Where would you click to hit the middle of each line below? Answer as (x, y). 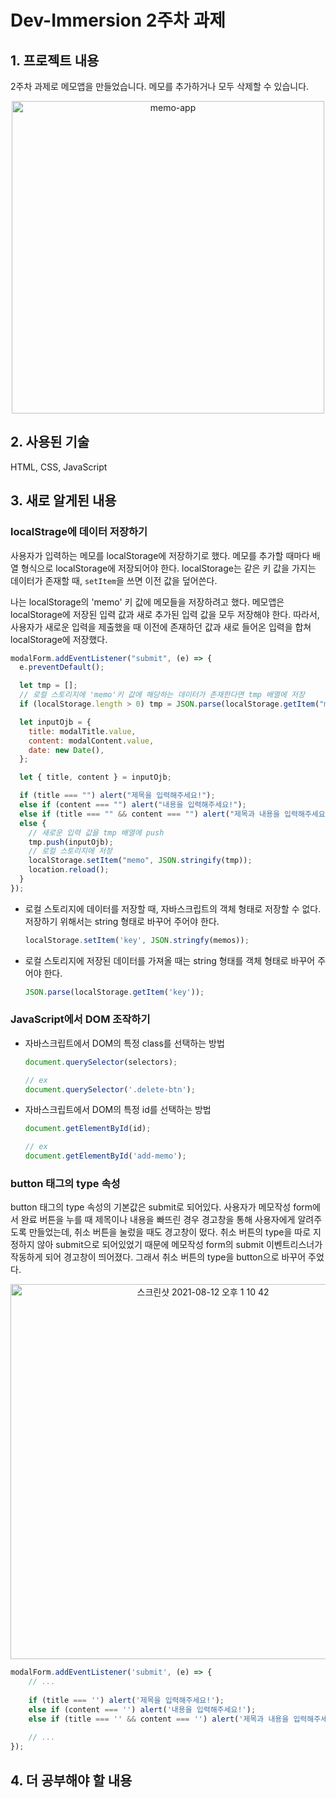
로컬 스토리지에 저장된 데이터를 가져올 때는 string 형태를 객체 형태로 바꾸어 (170, 960)
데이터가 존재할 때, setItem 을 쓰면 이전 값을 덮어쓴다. (114, 580)
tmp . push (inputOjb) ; (71, 842)
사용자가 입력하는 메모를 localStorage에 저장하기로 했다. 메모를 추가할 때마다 (160, 555)
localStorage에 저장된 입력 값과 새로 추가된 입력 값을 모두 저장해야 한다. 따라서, (165, 614)
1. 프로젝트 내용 (55, 60)
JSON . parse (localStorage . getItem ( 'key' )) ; (114, 992)
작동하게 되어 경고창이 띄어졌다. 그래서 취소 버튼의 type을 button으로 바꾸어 (158, 1257)
